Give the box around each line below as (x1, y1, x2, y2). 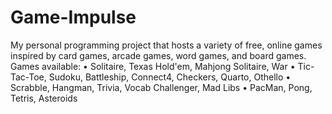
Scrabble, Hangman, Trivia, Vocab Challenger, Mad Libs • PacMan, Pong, (10, 81, 313, 93)
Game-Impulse (10, 6, 137, 29)
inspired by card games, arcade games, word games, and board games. (10, 49, 307, 61)
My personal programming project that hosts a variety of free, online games (10, 39, 323, 51)
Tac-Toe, (10, 71, 47, 83)
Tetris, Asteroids (10, 92, 78, 104)
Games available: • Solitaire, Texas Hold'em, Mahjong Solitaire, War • (10, 60, 296, 72)
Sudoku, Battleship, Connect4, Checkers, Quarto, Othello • (48, 71, 292, 83)
